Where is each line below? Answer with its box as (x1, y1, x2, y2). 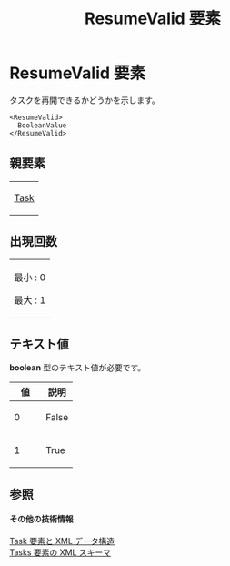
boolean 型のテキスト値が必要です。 (9, 362, 146, 373)
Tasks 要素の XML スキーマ (9, 547, 112, 558)
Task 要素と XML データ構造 (9, 535, 115, 546)
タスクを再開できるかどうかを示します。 (9, 95, 161, 106)
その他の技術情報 (9, 513, 74, 524)
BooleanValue (17, 120, 67, 130)
